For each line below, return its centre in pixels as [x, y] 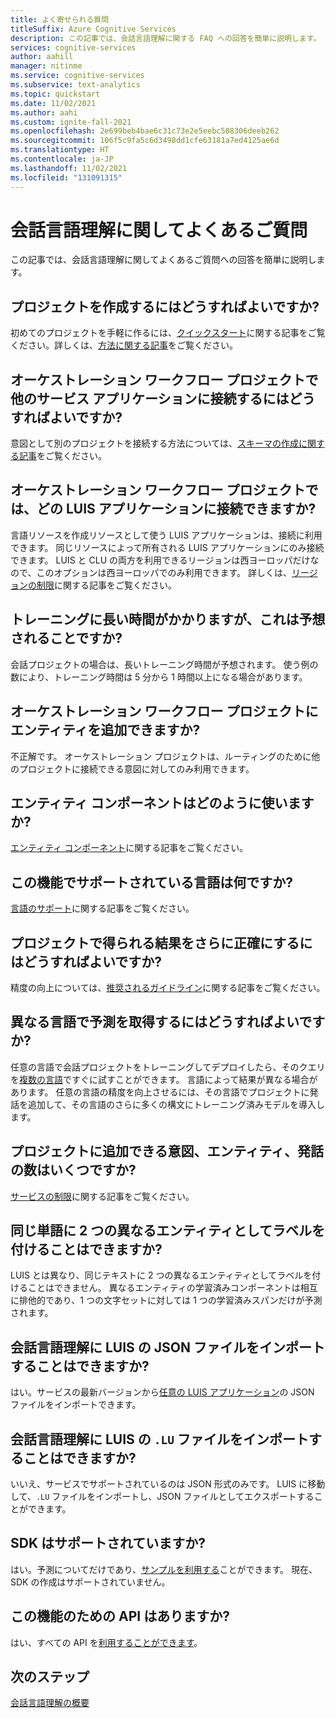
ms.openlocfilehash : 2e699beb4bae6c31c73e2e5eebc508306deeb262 [145, 131]
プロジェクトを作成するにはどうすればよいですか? [165, 306]
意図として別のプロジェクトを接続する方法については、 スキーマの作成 [154, 443]
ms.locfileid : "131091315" [66, 177]
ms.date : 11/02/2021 [53, 103]
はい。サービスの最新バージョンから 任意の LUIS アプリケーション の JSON [162, 1392]
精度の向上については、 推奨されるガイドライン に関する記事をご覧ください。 [168, 987]
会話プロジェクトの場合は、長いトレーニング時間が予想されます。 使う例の [164, 664]
